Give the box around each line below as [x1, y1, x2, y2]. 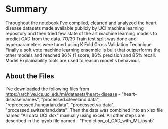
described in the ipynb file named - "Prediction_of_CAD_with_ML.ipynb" [5, 117, 155, 124]
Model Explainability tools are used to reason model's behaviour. [5, 57, 141, 63]
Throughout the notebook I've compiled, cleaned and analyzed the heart [5, 20, 157, 26]
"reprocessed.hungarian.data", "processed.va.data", [5, 102, 115, 108]
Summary [5, 3, 47, 15]
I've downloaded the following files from [5, 85, 90, 92]
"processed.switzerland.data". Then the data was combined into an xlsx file [5, 107, 163, 113]
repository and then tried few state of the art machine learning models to [5, 30, 157, 36]
